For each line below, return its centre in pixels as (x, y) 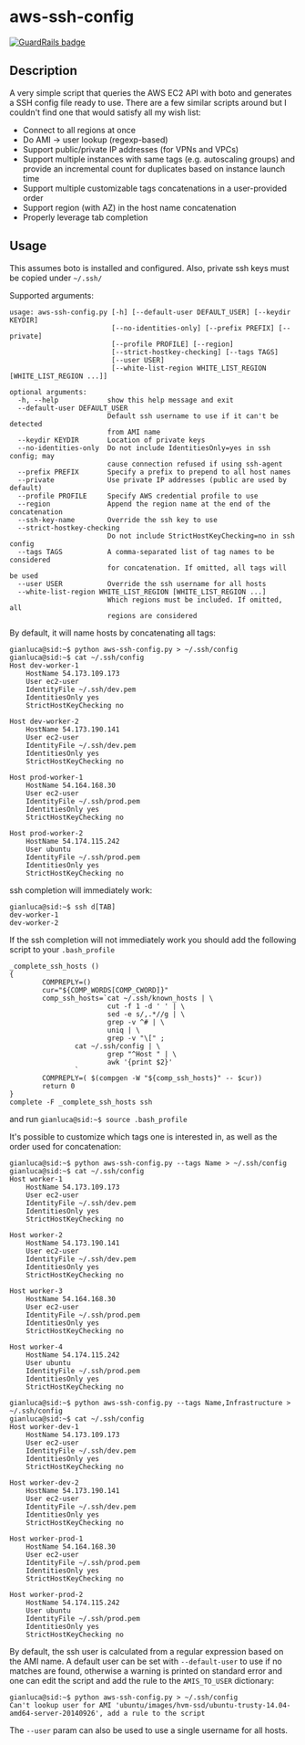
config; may (32, 456)
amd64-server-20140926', (56, 1713)
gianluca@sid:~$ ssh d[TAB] (63, 907)
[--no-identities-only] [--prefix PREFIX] (193, 328)
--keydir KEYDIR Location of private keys (112, 440)
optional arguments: (49, 392)
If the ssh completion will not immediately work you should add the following (153, 940)
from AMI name (134, 432)
